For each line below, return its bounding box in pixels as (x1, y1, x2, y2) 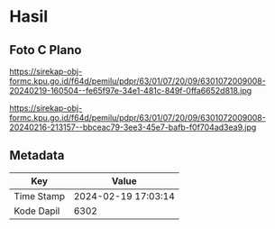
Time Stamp (14, 189, 66, 202)
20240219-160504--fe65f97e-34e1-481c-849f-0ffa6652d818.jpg (9, 86, 252, 96)
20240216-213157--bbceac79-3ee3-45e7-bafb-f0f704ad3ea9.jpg (9, 122, 257, 133)
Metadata (9, 148, 65, 163)
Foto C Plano (9, 42, 82, 58)
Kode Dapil (14, 205, 60, 217)
